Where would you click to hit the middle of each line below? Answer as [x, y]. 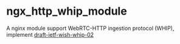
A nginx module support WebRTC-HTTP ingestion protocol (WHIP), [90, 28]
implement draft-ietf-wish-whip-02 [50, 34]
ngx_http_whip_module [67, 11]
